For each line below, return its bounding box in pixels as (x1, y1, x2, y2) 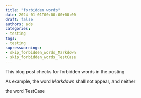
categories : (5, 26, 31, 31)
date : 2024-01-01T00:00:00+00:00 (5, 12, 76, 17)
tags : (5, 36, 17, 41)
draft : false (5, 17, 33, 22)
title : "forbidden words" (5, 7, 60, 13)
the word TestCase (5, 88, 45, 94)
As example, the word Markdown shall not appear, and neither (5, 78, 136, 84)
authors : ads (5, 21, 33, 27)
